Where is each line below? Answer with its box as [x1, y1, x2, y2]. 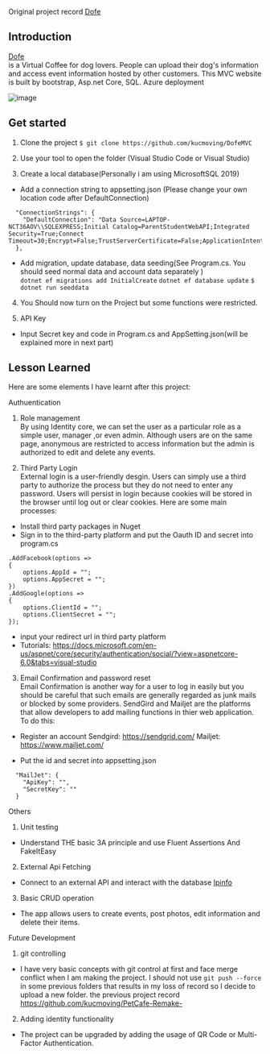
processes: [19, 506, 58, 516]
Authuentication [8, 398, 62, 408]
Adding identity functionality [19, 1015, 114, 1024]
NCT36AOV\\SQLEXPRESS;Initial [8, 222, 110, 230]
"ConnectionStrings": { [15, 209, 95, 217]
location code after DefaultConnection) [19, 193, 150, 202]
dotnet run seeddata [19, 284, 89, 292]
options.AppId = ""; [22, 568, 92, 577]
